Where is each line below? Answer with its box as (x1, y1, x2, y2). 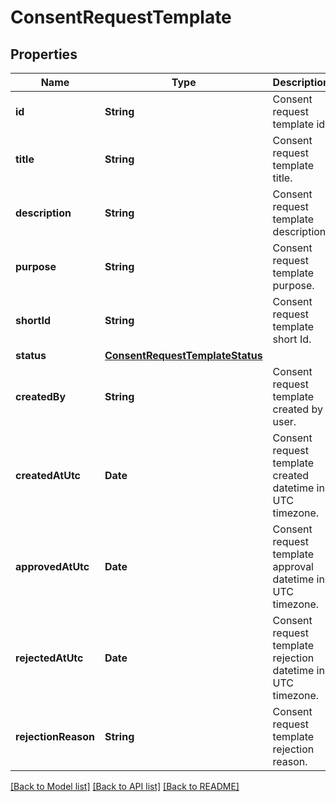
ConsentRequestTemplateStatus (104, 349, 263, 362)
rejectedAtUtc (15, 651, 84, 665)
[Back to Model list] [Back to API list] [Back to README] (10, 781, 240, 792)
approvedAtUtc (15, 560, 90, 573)
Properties (10, 46, 78, 63)
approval (272, 560, 314, 573)
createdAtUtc (15, 469, 82, 482)
